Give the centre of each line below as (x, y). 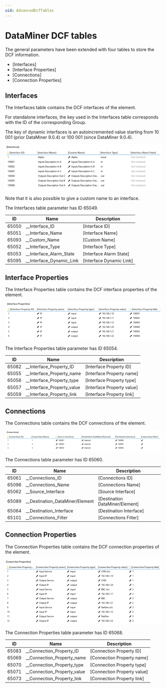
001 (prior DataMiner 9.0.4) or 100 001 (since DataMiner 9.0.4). (69, 137)
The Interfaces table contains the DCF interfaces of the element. (71, 108)
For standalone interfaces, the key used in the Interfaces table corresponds (82, 117)
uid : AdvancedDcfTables (30, 10)
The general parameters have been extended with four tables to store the (80, 49)
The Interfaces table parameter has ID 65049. (52, 208)
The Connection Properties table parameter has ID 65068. (64, 633)
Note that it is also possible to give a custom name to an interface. (72, 198)
